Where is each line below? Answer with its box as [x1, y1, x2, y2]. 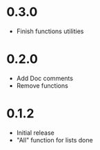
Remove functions [16, 81, 68, 90]
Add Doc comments [16, 74, 74, 82]
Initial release [16, 129, 54, 137]
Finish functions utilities [16, 27, 84, 35]
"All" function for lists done [16, 135, 94, 144]
